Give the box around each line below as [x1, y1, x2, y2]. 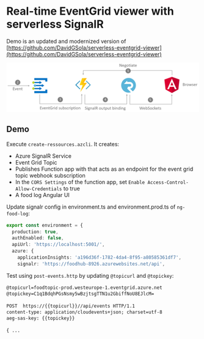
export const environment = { [6, 222, 84, 228]
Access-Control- [147, 179, 189, 185]
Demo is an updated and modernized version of [6, 37, 126, 45]
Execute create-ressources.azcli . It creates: [6, 140, 120, 147]
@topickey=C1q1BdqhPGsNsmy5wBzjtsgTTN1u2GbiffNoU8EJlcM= [6, 291, 155, 297]
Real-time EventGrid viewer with [6, 4, 174, 18]
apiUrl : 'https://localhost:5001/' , [12, 242, 105, 248]
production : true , [12, 228, 59, 235]
